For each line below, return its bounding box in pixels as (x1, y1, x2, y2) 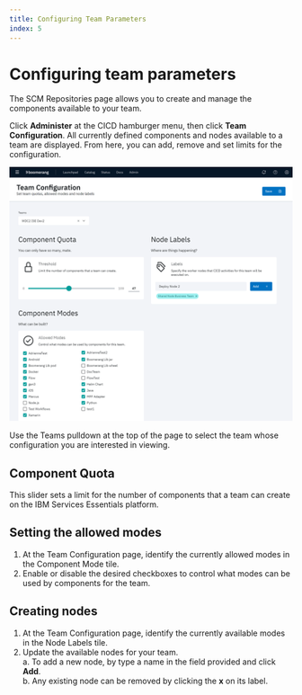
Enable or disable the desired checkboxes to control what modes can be (22, 567, 290, 579)
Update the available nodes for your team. (22, 646, 179, 657)
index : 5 (9, 23, 42, 33)
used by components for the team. (22, 577, 151, 588)
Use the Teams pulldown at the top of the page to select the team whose (9, 430, 279, 441)
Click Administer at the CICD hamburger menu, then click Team (9, 120, 247, 131)
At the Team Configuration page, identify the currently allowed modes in (22, 548, 290, 559)
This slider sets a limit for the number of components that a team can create (9, 490, 290, 501)
